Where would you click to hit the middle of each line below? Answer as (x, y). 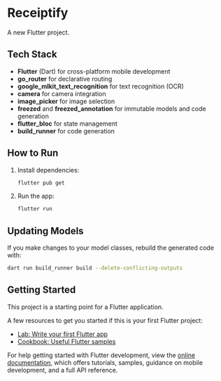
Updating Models (45, 230)
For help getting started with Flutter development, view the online (101, 355)
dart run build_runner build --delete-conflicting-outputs (95, 268)
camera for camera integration (62, 93)
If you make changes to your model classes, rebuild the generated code (111, 248)
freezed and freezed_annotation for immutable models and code (112, 108)
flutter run (35, 209)
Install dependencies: (48, 170)
